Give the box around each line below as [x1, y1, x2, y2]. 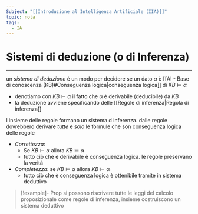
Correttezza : [14, 141, 45, 148]
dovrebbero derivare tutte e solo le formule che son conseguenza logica [6, 123, 181, 130]
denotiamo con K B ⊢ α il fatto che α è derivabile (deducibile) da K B [14, 93, 179, 100]
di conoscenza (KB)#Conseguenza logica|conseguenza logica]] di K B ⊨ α [6, 82, 187, 89]
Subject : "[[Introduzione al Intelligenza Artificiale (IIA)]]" [6, 8, 167, 15]
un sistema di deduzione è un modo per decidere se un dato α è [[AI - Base [6, 75, 190, 82]
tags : [6, 19, 19, 25]
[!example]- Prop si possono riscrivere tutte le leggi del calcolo [20, 189, 174, 197]
